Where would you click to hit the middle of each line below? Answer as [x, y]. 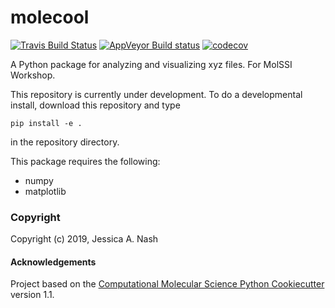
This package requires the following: [85, 161]
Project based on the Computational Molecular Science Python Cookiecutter [167, 284]
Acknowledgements [53, 262]
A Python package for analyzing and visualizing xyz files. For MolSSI [151, 64]
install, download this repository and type [95, 105]
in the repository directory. [65, 142]
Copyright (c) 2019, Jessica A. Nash [84, 239]
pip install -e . [46, 123]
